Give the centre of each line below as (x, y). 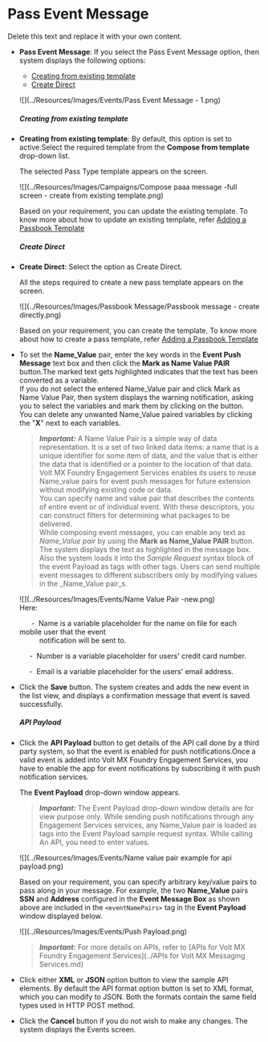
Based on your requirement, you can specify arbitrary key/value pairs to (138, 881)
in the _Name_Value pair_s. (83, 583)
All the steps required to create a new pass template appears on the (131, 282)
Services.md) (61, 964)
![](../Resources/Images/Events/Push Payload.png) (103, 931)
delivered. (56, 524)
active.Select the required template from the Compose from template (134, 147)
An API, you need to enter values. (94, 842)
